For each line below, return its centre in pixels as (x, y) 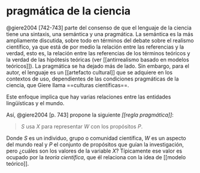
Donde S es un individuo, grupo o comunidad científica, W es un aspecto (96, 138)
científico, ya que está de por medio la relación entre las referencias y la (95, 47)
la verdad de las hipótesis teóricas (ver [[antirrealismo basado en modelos (98, 59)
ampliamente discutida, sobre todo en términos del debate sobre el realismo (100, 40)
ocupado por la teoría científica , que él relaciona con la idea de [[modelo (96, 157)
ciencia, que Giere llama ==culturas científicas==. (68, 85)
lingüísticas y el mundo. (35, 103)
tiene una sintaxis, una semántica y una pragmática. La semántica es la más (100, 34)
